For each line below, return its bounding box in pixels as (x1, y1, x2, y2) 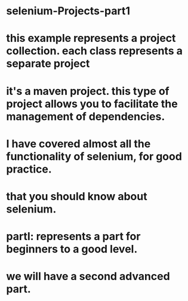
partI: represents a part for (6, 230, 141, 243)
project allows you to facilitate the (6, 97, 178, 110)
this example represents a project (6, 32, 176, 45)
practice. (6, 162, 52, 176)
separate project (6, 57, 90, 70)
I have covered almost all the (6, 137, 151, 150)
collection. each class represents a (6, 44, 183, 58)
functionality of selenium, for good (6, 149, 182, 163)
